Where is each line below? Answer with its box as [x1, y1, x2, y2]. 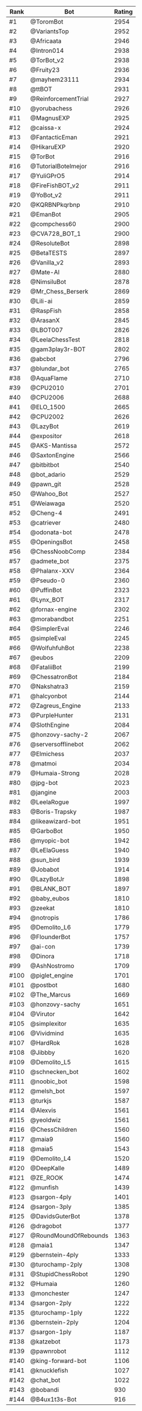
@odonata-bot [30, 528, 72, 536]
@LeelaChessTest [30, 336, 80, 343]
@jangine [30, 788, 57, 796]
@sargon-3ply [30, 1203, 72, 1211]
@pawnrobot [30, 1347, 67, 1355]
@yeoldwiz [30, 1116, 61, 1124]
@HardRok [30, 1039, 60, 1047]
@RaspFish [30, 307, 62, 315]
